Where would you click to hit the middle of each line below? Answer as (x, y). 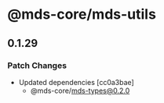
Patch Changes (37, 66)
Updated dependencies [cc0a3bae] (76, 82)
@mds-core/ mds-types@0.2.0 (80, 91)
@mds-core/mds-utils (82, 14)
